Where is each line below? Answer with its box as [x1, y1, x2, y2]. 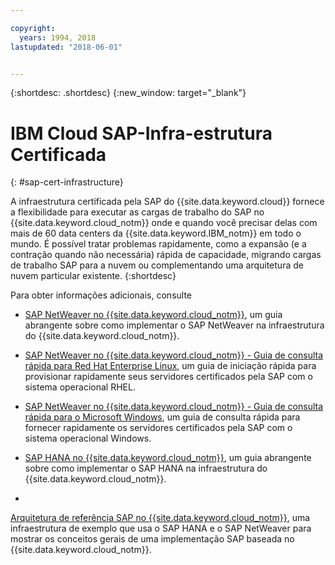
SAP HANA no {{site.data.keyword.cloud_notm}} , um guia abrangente [24, 452, 312, 464]
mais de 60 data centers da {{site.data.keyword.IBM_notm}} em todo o [10, 227, 302, 240]
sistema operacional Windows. [24, 432, 152, 445]
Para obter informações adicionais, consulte [10, 289, 193, 301]
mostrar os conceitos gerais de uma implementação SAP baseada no [10, 533, 295, 545]
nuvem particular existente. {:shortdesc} [10, 270, 177, 282]
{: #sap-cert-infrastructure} [10, 176, 124, 188]
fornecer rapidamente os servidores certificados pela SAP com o [24, 422, 293, 434]
